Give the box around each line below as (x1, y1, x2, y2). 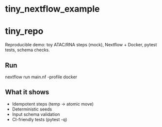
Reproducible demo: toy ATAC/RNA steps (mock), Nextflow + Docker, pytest (5, 42, 157, 48)
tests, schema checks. (5, 47, 50, 53)
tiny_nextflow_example (5, 3, 100, 15)
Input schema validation (12, 111, 60, 117)
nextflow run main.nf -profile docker (5, 74, 78, 80)
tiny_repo (5, 26, 44, 37)
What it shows (5, 88, 49, 96)
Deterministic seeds (12, 106, 52, 112)
